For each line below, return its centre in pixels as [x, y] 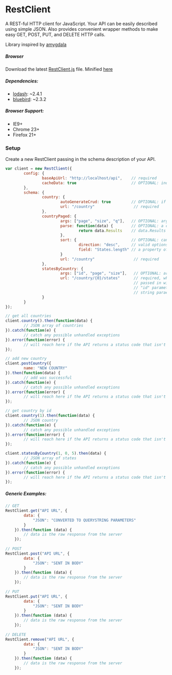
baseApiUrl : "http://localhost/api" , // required [99, 178]
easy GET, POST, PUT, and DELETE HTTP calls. [56, 34]
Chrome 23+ [26, 129]
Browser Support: [25, 111]
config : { [34, 173]
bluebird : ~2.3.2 [29, 99]
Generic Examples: [26, 494]
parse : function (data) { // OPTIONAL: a [112, 226]
